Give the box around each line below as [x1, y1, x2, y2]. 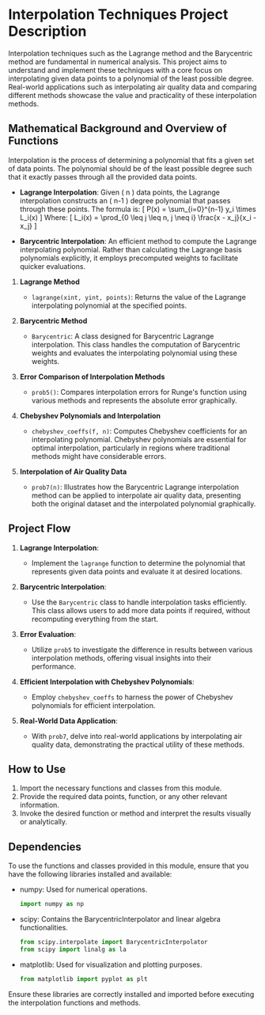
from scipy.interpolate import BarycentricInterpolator [19, 938, 208, 946]
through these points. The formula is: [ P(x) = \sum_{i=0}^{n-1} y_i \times [19, 204, 256, 214]
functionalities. [19, 923, 69, 933]
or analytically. [19, 817, 68, 827]
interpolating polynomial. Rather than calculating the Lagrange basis [19, 244, 243, 254]
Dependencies [8, 840, 81, 854]
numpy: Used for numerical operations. [19, 884, 148, 895]
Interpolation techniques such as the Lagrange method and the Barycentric [8, 48, 253, 58]
